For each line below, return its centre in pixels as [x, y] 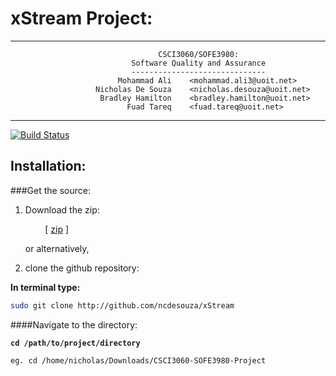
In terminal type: [45, 287]
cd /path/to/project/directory [75, 343]
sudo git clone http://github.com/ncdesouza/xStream [122, 305]
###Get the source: [50, 190]
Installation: [48, 166]
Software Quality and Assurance [199, 63]
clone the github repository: [82, 268]
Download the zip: [62, 209]
